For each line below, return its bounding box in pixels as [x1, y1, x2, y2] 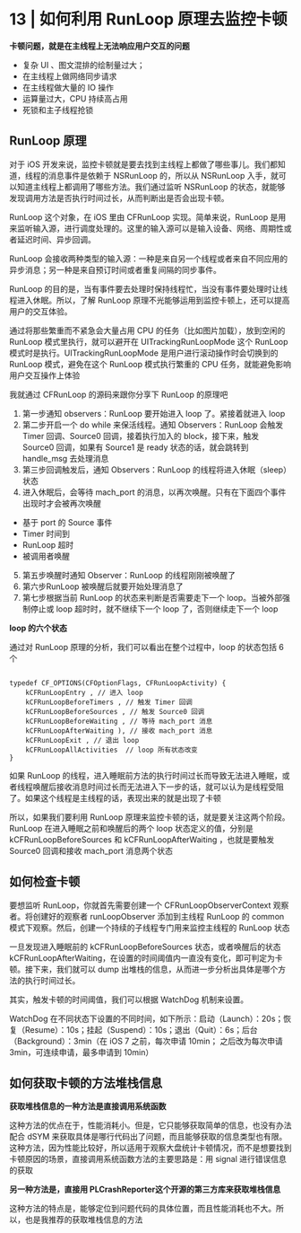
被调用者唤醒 [21, 550, 70, 561]
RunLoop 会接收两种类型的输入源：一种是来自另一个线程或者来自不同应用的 [9, 253, 288, 264]
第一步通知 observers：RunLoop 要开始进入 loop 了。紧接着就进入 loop [21, 408, 286, 418]
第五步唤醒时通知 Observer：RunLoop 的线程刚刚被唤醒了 [21, 569, 236, 580]
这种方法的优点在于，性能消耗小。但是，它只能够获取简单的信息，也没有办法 [9, 1120, 292, 1131]
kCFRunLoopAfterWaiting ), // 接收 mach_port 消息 [25, 726, 213, 735]
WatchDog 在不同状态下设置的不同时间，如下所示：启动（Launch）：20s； [9, 1013, 284, 1024]
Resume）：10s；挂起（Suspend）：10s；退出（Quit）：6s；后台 [24, 1024, 258, 1035]
